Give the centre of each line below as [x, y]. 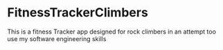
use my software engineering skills [57, 38]
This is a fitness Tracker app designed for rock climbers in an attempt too [112, 32]
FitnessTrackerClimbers [78, 13]
